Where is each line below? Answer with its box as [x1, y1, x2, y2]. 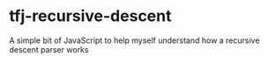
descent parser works [9, 44, 89, 54]
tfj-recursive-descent [9, 6, 172, 26]
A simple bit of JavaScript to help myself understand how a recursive [9, 35, 260, 45]
